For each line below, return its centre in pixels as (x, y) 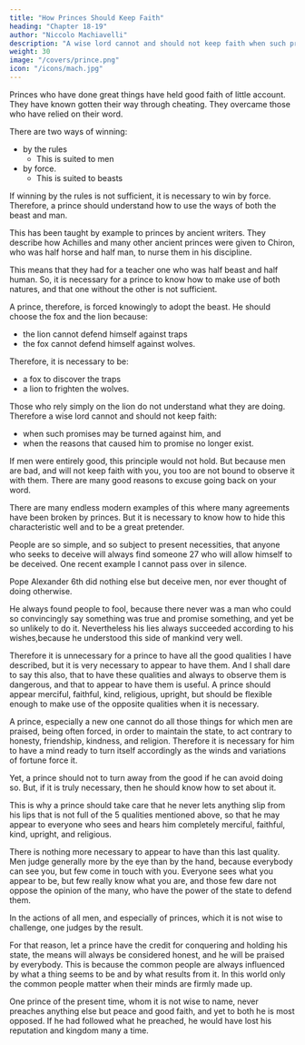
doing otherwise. (41, 591)
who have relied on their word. (66, 114)
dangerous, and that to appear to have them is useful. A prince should (140, 685)
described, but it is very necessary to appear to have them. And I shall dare (150, 665)
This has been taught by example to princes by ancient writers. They (138, 232)
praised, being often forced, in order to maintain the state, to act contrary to (151, 731)
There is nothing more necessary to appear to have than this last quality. (145, 851)
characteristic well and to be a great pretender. (97, 527)
